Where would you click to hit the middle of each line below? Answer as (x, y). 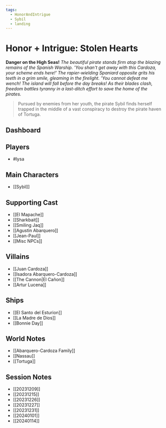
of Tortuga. (29, 114)
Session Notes (29, 377)
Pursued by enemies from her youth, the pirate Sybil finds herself (85, 104)
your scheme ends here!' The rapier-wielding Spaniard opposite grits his (80, 73)
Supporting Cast (32, 203)
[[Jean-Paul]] (27, 236)
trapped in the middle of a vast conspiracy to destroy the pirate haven (89, 109)
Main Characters (32, 175)
